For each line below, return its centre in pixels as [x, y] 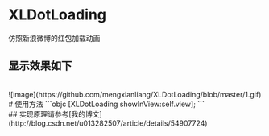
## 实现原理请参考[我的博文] [55, 113]
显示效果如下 [40, 66]
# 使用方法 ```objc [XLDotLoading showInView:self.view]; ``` [107, 104]
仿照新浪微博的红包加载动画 [54, 38]
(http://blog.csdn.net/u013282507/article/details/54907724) [108, 123]
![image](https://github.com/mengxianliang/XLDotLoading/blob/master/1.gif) [135, 94]
